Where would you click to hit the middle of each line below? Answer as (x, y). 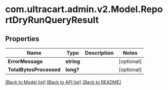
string (73, 61)
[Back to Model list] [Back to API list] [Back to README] (63, 82)
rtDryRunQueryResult (52, 20)
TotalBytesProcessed (34, 70)
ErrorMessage (25, 61)
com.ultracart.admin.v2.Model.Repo (84, 9)
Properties (22, 39)
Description (99, 53)
